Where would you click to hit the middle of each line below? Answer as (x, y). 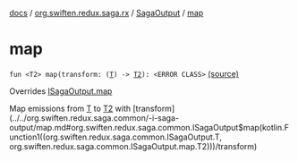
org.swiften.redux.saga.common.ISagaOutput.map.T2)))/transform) (133, 146)
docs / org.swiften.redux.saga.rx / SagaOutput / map (106, 13)
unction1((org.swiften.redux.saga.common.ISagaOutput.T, (115, 137)
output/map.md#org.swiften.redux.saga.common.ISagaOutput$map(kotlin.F (149, 127)
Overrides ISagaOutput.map (61, 91)
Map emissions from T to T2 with (70, 108)
